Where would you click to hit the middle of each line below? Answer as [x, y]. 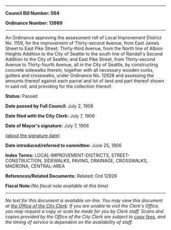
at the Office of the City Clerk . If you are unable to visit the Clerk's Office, [82, 206]
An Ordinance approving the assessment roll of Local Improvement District [83, 38]
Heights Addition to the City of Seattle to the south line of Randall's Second [84, 54]
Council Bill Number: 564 [32, 13]
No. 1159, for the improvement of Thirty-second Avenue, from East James [82, 43]
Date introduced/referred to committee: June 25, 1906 [64, 145]
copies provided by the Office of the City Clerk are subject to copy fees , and [85, 217]
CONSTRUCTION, [24, 161]
